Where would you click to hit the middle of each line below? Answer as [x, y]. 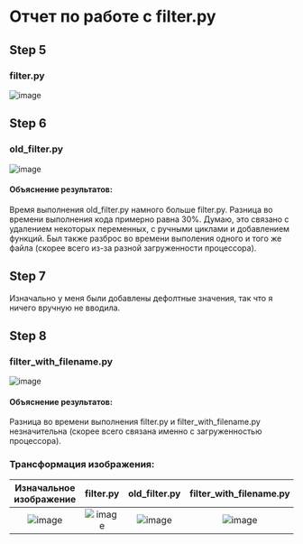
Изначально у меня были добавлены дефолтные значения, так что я [141, 298]
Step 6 [28, 124]
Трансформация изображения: [82, 465]
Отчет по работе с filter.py [113, 17]
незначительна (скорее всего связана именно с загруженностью [136, 431]
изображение [45, 499]
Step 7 [28, 277]
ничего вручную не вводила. [65, 308]
